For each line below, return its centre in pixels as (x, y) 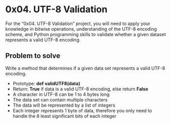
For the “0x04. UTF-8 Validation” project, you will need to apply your (78, 23)
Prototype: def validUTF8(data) (46, 83)
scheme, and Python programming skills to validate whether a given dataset (85, 34)
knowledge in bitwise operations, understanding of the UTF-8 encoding (81, 29)
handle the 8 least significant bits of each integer (64, 116)
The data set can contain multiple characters (60, 100)
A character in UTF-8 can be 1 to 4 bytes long (61, 94)
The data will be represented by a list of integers (64, 105)
